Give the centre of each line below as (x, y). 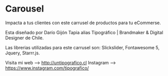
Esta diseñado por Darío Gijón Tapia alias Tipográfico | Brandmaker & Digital (84, 32)
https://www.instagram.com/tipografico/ (47, 68)
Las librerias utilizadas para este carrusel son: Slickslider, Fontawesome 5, (82, 47)
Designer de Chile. (24, 38)
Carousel (25, 9)
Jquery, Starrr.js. (23, 53)
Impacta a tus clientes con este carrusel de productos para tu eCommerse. (83, 23)
